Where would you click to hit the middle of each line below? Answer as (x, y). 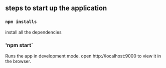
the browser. (18, 61)
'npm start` (19, 45)
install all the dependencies (33, 32)
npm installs (21, 22)
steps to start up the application (56, 8)
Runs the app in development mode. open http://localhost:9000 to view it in (83, 56)
